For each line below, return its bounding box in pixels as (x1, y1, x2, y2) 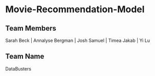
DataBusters (5, 65, 32, 72)
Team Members (5, 24, 56, 33)
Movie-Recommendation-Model (5, 4, 145, 15)
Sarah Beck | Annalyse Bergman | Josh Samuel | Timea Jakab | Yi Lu (5, 37, 150, 43)
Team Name (5, 52, 45, 61)
